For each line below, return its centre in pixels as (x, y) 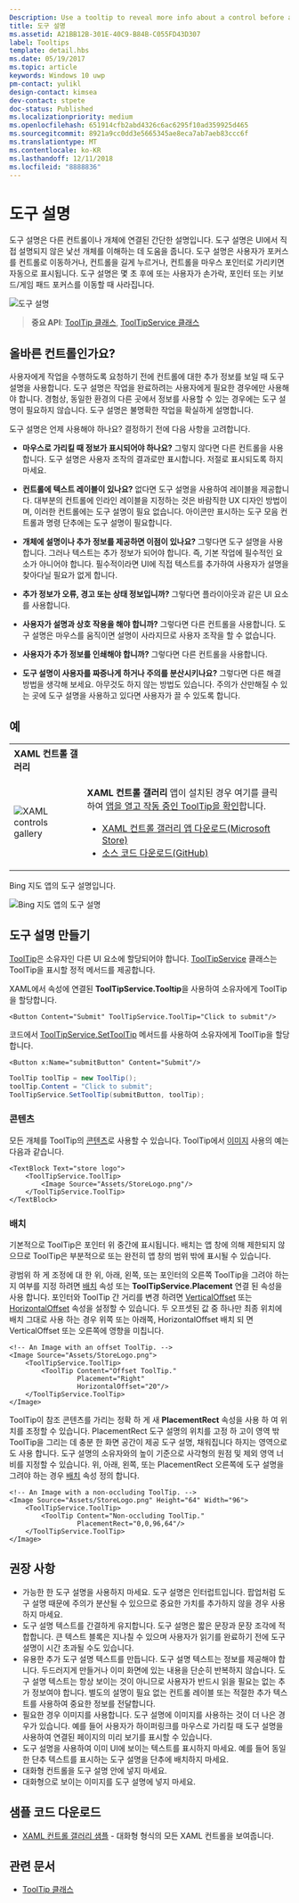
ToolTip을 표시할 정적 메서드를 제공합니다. (82, 970)
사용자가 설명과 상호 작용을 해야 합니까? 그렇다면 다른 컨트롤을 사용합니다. (149, 625)
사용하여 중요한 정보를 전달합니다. (97, 1703)
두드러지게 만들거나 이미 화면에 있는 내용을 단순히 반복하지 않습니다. (159, 1670)
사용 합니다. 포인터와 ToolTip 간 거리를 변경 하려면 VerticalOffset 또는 (131, 1297)
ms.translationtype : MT (53, 142)
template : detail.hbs (49, 51)
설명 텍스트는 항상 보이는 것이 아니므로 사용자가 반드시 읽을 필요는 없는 (154, 1681)
